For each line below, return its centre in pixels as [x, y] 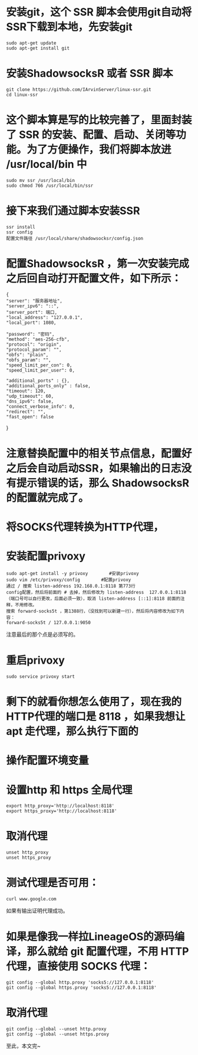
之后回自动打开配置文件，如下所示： [94, 278]
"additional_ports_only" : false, [49, 386]
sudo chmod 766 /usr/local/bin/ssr [50, 186]
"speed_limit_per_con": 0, [39, 365]
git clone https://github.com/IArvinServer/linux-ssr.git [79, 89]
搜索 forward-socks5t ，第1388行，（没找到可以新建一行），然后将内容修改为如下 [93, 611]
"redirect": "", [26, 411]
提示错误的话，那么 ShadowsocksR [103, 483]
